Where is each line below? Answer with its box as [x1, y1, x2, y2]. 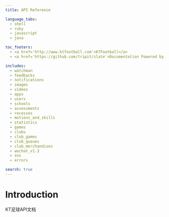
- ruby [10, 26, 24, 31]
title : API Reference [5, 7, 51, 13]
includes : [5, 63, 26, 69]
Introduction [5, 189, 59, 201]
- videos [10, 87, 28, 92]
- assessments [10, 106, 39, 111]
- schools [10, 101, 30, 106]
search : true [5, 167, 33, 172]
